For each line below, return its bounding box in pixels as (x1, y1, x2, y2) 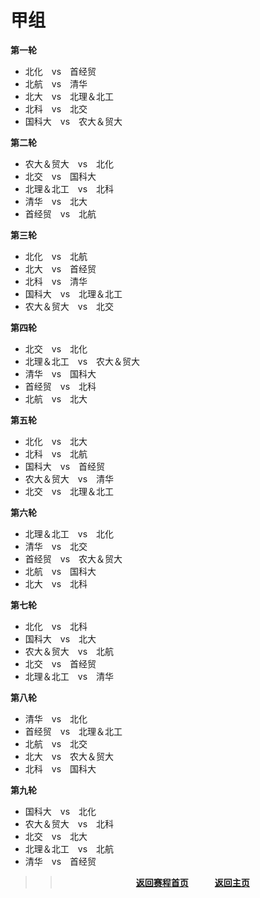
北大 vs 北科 (24, 577, 88, 590)
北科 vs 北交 (24, 102, 88, 115)
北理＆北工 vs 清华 (24, 670, 115, 682)
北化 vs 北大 (24, 435, 88, 447)
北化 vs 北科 (24, 620, 88, 632)
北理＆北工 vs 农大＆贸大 (24, 355, 141, 367)
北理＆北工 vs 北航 (24, 842, 115, 855)
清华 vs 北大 (24, 195, 88, 207)
